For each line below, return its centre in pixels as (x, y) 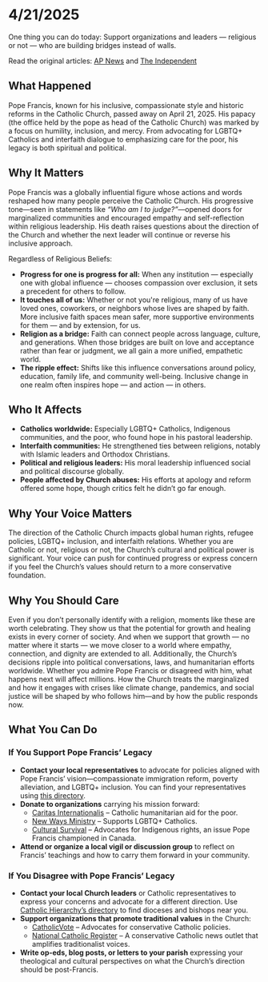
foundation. (27, 575)
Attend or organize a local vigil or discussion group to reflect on (127, 846)
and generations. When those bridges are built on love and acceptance (137, 342)
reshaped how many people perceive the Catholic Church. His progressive (131, 201)
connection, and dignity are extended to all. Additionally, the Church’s (123, 654)
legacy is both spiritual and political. (67, 148)
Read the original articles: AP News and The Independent (103, 61)
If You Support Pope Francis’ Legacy (80, 752)
